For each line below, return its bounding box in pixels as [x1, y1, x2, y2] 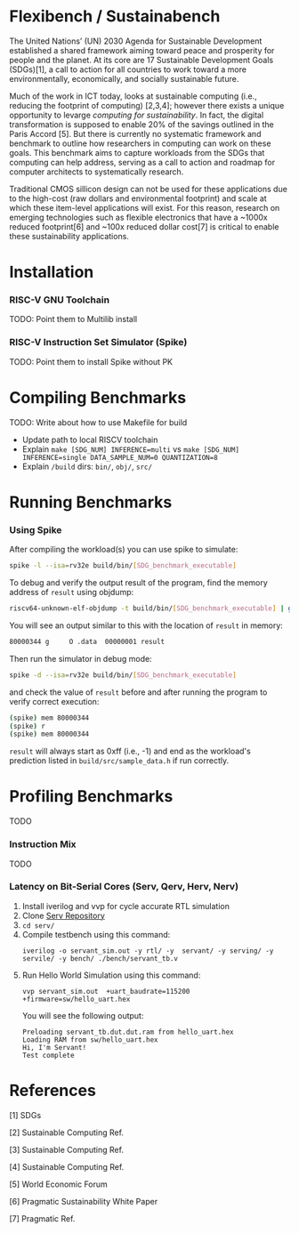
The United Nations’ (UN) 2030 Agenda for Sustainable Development [9, 36, 263, 46]
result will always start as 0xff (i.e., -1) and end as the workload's [9, 745, 251, 757]
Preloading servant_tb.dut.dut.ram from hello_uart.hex [21, 1027, 234, 1036]
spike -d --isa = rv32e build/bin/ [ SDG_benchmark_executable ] [9, 670, 238, 680]
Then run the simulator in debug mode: [9, 653, 153, 664]
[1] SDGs [9, 1109, 42, 1120]
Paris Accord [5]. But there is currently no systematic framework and [9, 128, 262, 139]
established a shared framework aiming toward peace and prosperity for [9, 44, 275, 55]
